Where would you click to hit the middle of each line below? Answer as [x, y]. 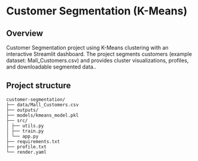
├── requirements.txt [33, 141]
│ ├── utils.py [25, 126]
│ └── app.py [22, 136]
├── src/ [17, 120]
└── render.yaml [26, 152]
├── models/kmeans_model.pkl [42, 115]
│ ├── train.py [25, 131]
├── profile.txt [26, 147]
